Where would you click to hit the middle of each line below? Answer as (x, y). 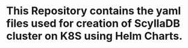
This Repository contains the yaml (94, 11)
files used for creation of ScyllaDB (93, 23)
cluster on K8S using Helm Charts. (94, 36)
